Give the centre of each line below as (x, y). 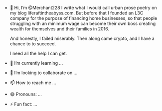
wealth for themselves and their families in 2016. (60, 29)
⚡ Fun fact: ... (23, 104)
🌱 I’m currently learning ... (36, 63)
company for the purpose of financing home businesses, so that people (83, 18)
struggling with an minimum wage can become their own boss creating (83, 23)
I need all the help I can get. (38, 53)
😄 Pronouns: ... (26, 94)
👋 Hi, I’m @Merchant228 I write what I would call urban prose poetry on (83, 8)
